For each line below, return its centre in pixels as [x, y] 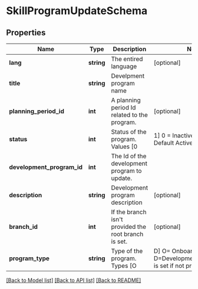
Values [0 [124, 147]
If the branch [129, 212]
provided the [128, 227]
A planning [126, 100]
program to [126, 171]
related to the [130, 115]
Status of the [129, 132]
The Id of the [129, 156]
